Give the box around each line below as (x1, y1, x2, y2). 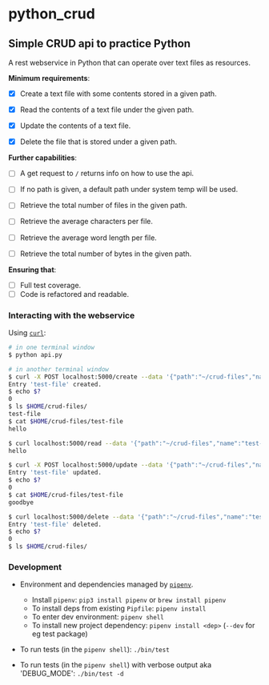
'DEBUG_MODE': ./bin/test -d (19, 669, 124, 679)
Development (8, 561, 62, 572)
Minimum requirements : (8, 74, 90, 82)
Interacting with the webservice (8, 310, 135, 321)
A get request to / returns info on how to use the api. (19, 169, 195, 178)
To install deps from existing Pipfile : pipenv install (31, 603, 207, 613)
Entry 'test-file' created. (8, 380, 102, 388)
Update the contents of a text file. (19, 121, 131, 130)
